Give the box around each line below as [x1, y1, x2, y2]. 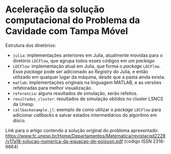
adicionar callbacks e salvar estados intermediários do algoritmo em [12, 112, 157, 118]
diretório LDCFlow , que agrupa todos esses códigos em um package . [12, 57, 156, 63]
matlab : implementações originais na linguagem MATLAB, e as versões [12, 79, 162, 85]
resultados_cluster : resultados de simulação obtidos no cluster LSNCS [12, 96, 163, 102]
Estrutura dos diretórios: [5, 42, 56, 48]
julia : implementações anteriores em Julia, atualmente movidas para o [12, 52, 163, 58]
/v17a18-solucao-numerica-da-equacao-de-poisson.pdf [5, 138, 124, 144]
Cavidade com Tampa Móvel [5, 26, 129, 37]
